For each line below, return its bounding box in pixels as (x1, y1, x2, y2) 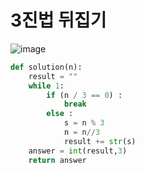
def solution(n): (10, 62, 83, 72)
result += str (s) (63, 136, 137, 146)
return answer (28, 155, 87, 165)
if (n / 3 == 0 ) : (46, 90, 123, 100)
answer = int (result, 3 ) (28, 146, 128, 156)
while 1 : (28, 81, 65, 91)
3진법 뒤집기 (10, 9, 107, 32)
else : (46, 109, 74, 119)
